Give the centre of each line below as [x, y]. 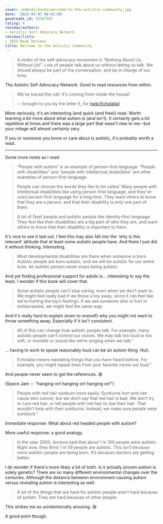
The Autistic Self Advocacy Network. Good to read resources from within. [79, 85]
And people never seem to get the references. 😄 [54, 374]
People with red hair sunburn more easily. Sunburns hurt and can [82, 393]
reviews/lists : [20, 37]
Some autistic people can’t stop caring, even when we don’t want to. [85, 291]
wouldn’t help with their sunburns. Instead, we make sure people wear [87, 408]
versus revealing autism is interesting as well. [50, 483]
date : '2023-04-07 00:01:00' [34, 14]
